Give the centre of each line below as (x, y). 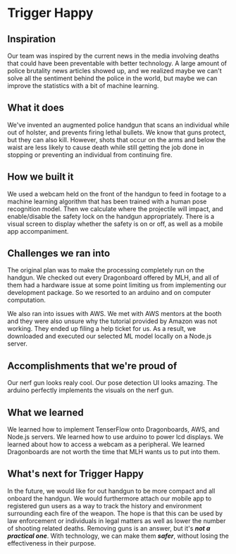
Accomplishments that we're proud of (92, 366)
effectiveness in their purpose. (52, 543)
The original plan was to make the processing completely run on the (106, 270)
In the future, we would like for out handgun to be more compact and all (111, 491)
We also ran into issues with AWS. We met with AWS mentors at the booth (114, 314)
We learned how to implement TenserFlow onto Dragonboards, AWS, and (113, 429)
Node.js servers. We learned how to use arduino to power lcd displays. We (116, 437)
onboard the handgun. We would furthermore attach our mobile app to (110, 498)
